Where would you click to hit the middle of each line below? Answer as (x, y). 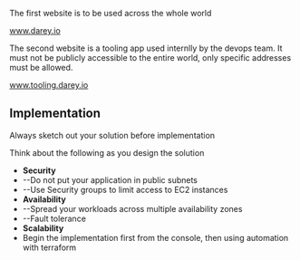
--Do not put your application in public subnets (110, 179)
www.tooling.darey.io (49, 85)
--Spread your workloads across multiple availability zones (132, 208)
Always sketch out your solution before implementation (112, 135)
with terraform (49, 247)
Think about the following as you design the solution (107, 152)
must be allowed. (41, 67)
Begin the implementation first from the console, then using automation (155, 237)
